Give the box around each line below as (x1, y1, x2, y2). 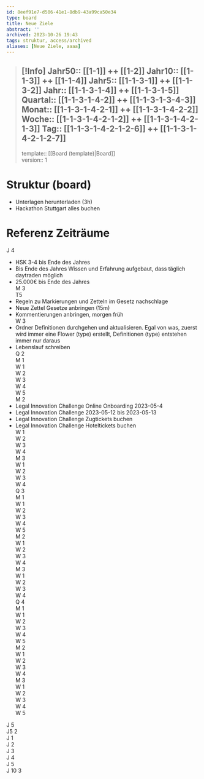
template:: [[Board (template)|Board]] (21, 149, 115, 157)
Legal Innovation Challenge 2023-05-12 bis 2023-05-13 (15, 408, 157, 416)
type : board (6, 15, 37, 21)
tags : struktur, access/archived (6, 38, 92, 44)
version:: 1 (21, 156, 47, 164)
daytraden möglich (15, 271, 63, 279)
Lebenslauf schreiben (15, 343, 70, 350)
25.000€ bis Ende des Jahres (15, 278, 90, 285)
